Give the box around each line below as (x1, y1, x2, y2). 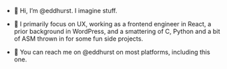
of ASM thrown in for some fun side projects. (13, 34, 143, 43)
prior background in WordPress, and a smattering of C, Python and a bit (13, 28, 221, 35)
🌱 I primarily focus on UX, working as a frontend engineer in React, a (13, 20, 212, 28)
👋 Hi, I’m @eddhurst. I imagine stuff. (13, 7, 117, 14)
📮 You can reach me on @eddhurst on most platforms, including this (13, 48, 211, 56)
